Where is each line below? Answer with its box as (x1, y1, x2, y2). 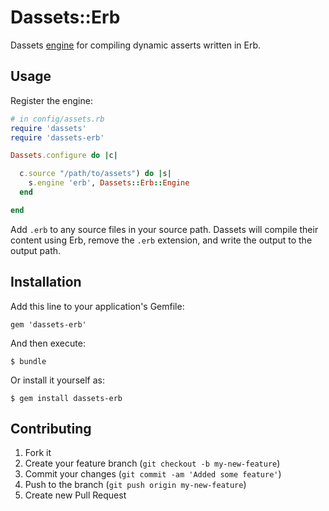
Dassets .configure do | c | (10, 151, 118, 161)
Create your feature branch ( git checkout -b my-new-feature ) (24, 457, 281, 470)
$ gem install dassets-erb (10, 393, 123, 403)
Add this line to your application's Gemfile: (10, 300, 185, 312)
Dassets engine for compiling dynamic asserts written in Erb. (10, 39, 262, 51)
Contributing (10, 420, 92, 437)
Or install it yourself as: (10, 374, 105, 386)
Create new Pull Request (24, 489, 127, 501)
